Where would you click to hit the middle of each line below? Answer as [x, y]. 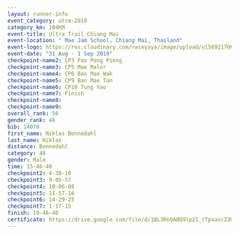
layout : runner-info [38, 14]
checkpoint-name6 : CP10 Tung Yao [57, 87]
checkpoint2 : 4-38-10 [39, 173]
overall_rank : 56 [33, 113]
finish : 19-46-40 [33, 213]
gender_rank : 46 [31, 120]
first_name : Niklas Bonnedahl [52, 133]
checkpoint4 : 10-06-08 [41, 186]
